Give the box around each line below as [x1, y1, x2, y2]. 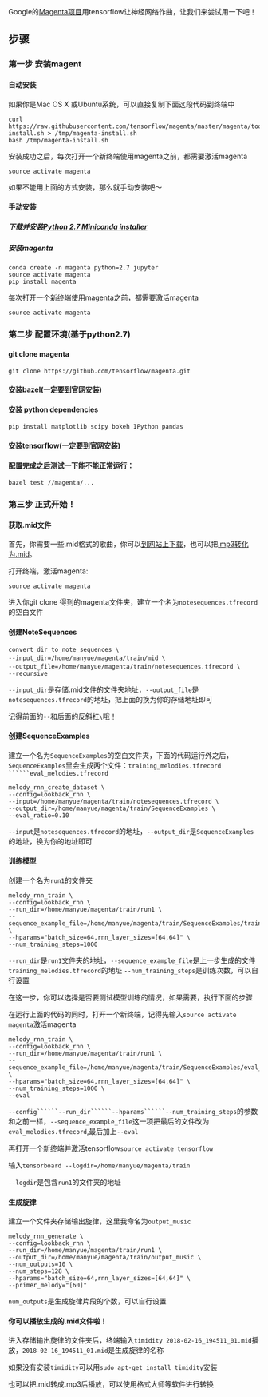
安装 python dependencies [8, 405, 99, 414]
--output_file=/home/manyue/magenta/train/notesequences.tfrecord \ [8, 662, 241, 670]
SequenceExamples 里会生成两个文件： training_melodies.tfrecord [8, 760, 222, 770]
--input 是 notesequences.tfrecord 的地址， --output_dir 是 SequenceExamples [8, 826, 254, 836]
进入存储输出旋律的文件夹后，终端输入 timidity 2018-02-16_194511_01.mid [8, 1335, 253, 1345]
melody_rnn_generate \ [8, 1232, 84, 1241]
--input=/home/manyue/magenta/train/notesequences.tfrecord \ [8, 797, 219, 805]
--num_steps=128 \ [8, 1267, 69, 1275]
